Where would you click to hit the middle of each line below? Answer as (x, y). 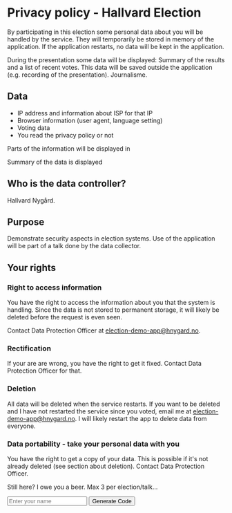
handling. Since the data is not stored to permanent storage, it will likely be (113, 310)
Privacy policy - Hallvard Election (104, 13)
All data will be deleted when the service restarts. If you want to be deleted (114, 404)
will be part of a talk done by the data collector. (74, 246)
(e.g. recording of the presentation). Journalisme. (77, 75)
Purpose (26, 222)
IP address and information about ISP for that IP (85, 113)
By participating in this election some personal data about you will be (105, 32)
